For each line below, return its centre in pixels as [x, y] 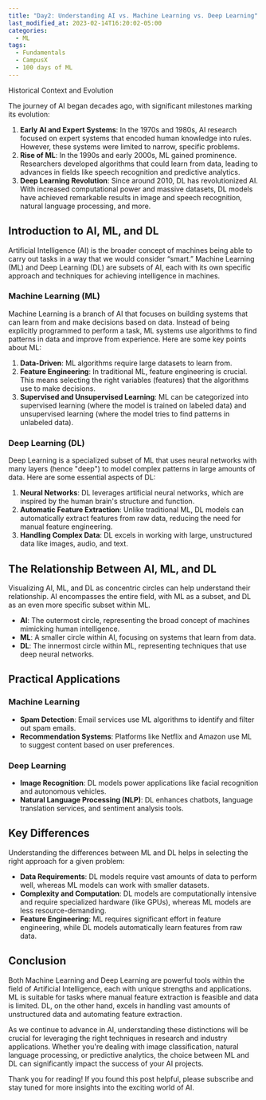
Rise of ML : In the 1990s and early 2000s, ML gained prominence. [128, 155]
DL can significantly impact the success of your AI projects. [106, 1063]
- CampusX [31, 61]
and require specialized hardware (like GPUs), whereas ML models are [135, 901]
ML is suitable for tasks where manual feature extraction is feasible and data [133, 997]
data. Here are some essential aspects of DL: [82, 477]
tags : [17, 45]
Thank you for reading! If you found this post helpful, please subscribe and [131, 1078]
